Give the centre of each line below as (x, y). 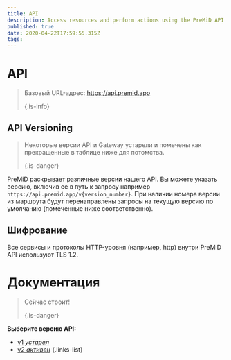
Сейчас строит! (47, 302)
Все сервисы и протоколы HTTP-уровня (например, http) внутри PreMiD (114, 247)
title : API (23, 14)
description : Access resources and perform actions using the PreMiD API (116, 20)
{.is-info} (37, 106)
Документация (54, 282)
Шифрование (37, 231)
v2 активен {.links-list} (50, 349)
